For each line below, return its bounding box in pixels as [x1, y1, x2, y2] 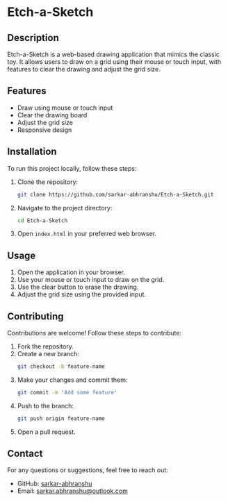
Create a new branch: [17, 350, 80, 358]
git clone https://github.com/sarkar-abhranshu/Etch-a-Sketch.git [17, 191, 214, 198]
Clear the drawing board [17, 110, 88, 119]
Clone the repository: [17, 178, 79, 186]
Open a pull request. [17, 428, 76, 436]
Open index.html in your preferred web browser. [17, 230, 157, 238]
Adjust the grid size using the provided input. [17, 290, 147, 299]
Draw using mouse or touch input [17, 103, 113, 112]
